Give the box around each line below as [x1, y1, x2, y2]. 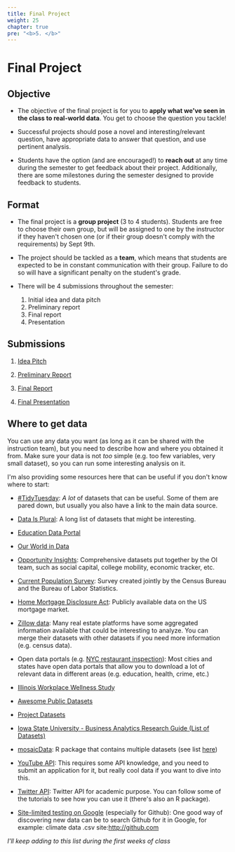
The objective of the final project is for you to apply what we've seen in [17, 107, 226, 115]
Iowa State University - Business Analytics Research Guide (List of [17, 724, 210, 732]
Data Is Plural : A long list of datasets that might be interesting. [17, 514, 196, 523]
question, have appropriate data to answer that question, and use [17, 135, 207, 144]
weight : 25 [7, 17, 39, 24]
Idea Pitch [17, 357, 47, 365]
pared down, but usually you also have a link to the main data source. [17, 501, 218, 510]
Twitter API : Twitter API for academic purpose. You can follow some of [17, 787, 222, 795]
